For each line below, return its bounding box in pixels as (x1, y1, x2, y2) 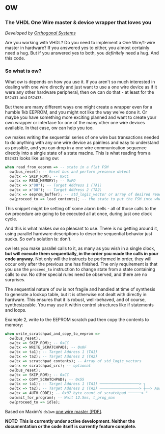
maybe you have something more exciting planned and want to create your (5, 114, 157, 120)
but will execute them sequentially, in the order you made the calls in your (5, 250, 159, 256)
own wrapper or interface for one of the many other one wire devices (5, 119, 145, 125)
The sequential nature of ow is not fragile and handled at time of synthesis (5, 286, 156, 292)
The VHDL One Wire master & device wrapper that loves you (5, 19, 152, 26)
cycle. (5, 216, 17, 222)
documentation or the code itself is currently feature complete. (5, 423, 137, 429)
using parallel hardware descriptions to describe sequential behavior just (5, 230, 153, 237)
